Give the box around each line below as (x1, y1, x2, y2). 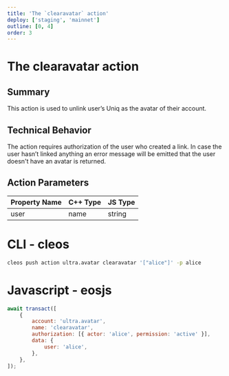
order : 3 (7, 29, 32, 36)
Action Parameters (7, 177, 89, 189)
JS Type (107, 197, 135, 207)
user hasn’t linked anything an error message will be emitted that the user (7, 150, 216, 158)
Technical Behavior (7, 124, 91, 136)
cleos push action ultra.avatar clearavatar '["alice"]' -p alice (7, 259, 201, 266)
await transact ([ (7, 305, 57, 312)
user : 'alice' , (43, 343, 88, 351)
